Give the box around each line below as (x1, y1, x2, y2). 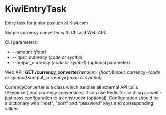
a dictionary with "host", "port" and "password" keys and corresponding (5, 100, 153, 106)
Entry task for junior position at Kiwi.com (5, 20, 88, 26)
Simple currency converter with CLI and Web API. (5, 29, 107, 35)
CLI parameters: (5, 39, 38, 45)
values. (5, 105, 20, 111)
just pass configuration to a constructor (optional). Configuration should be (5, 95, 159, 101)
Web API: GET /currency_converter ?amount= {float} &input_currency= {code (5, 69, 161, 75)
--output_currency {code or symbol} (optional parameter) (12, 59, 130, 65)
